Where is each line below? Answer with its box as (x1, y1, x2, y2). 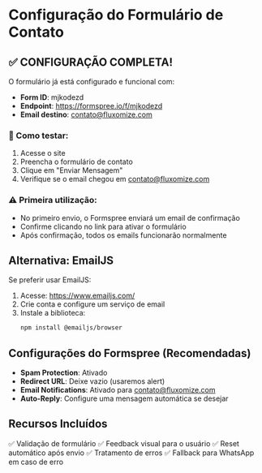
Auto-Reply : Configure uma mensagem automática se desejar (19, 393, 229, 403)
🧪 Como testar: (8, 130, 69, 141)
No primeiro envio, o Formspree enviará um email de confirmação (19, 213, 241, 222)
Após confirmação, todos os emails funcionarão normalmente (19, 230, 227, 240)
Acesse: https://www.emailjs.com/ (19, 290, 135, 301)
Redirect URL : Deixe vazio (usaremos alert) (19, 376, 165, 386)
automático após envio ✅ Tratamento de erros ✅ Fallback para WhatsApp (8, 448, 255, 458)
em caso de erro (8, 457, 63, 467)
